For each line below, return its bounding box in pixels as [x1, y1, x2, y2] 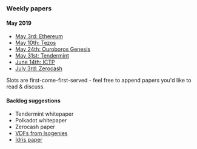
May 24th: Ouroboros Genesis [15, 45, 91, 53]
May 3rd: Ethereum [15, 33, 64, 40]
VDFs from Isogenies [15, 130, 68, 137]
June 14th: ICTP [15, 59, 55, 66]
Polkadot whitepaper [15, 117, 67, 124]
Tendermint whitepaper [15, 110, 74, 118]
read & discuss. [6, 83, 45, 90]
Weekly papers [6, 4, 52, 13]
